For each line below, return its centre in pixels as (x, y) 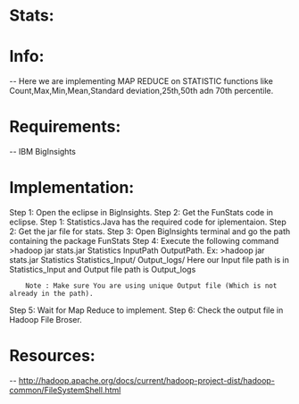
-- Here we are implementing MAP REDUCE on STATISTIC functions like (141, 81)
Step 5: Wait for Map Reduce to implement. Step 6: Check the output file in (146, 310)
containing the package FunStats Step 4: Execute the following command (144, 241)
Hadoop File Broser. (46, 320)
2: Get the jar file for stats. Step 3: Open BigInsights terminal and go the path (150, 231)
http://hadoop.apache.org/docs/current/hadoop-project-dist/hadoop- (146, 380)
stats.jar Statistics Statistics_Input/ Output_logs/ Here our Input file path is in (149, 260)
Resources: (52, 356)
